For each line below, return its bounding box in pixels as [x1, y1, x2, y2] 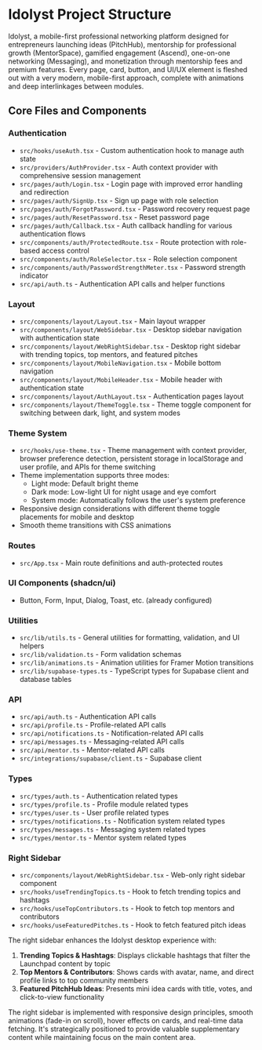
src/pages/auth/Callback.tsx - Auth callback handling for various [19, 221, 233, 230]
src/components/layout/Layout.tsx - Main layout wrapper [19, 316, 206, 326]
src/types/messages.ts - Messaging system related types [19, 824, 206, 833]
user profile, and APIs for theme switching [19, 462, 156, 472]
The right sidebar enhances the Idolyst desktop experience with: [8, 935, 217, 945]
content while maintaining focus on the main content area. [8, 1033, 196, 1041]
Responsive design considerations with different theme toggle [19, 504, 220, 513]
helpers [19, 641, 45, 651]
